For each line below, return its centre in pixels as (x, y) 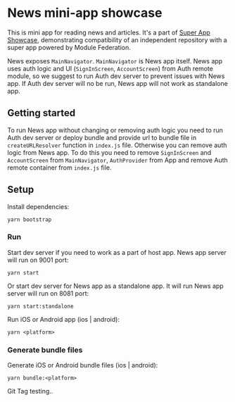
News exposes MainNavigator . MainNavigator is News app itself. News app (115, 61)
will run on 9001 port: (38, 260)
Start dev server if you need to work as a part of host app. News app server (117, 252)
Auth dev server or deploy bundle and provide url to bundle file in (102, 137)
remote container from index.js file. (59, 168)
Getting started (42, 113)
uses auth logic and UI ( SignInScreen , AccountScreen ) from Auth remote (110, 68)
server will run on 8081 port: (48, 293)
